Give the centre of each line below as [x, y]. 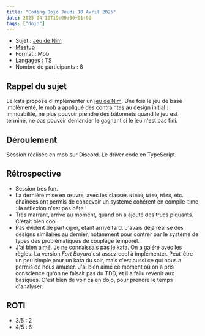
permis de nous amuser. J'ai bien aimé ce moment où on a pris [95, 267]
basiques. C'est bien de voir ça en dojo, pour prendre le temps [94, 280]
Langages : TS [33, 60]
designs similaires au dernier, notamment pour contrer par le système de [107, 234]
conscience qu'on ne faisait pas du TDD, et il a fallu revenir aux [95, 273]
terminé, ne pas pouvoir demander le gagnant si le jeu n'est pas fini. [92, 121]
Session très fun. [36, 188]
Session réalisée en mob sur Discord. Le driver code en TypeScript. [91, 155]
